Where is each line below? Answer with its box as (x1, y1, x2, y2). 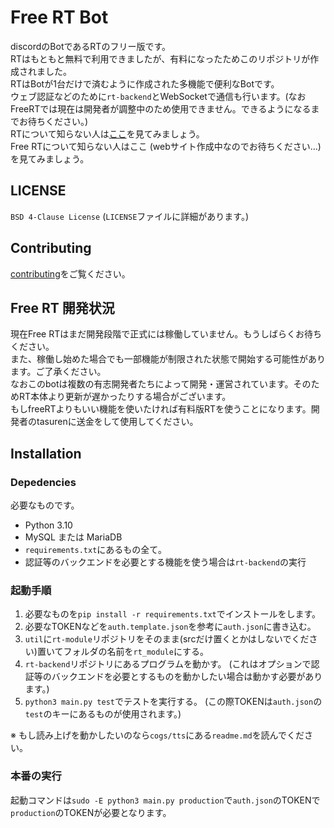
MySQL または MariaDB (24, 531, 123, 543)
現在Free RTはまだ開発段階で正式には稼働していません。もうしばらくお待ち (10, 328, 322, 340)
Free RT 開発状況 (10, 299, 115, 316)
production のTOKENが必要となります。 (10, 806, 172, 818)
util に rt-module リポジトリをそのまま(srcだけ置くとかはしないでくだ (24, 633, 310, 645)
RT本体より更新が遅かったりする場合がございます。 (18, 391, 232, 403)
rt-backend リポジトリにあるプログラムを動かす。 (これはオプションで (24, 658, 312, 670)
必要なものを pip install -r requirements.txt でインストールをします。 (24, 608, 322, 620)
